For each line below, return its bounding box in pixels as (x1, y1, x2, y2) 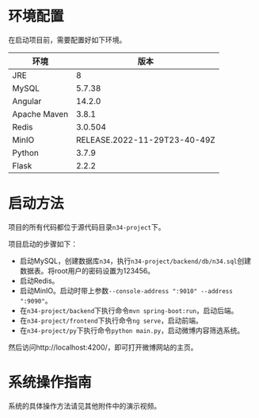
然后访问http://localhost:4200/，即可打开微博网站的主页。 (8, 343, 198, 352)
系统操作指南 (8, 373, 93, 392)
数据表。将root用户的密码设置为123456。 (19, 265, 155, 275)
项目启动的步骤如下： (8, 239, 78, 249)
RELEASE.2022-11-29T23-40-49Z (75, 134, 215, 145)
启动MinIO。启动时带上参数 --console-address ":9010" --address (19, 285, 234, 295)
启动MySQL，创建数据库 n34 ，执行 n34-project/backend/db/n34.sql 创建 (19, 256, 252, 265)
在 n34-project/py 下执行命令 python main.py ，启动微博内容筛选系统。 (19, 325, 245, 335)
